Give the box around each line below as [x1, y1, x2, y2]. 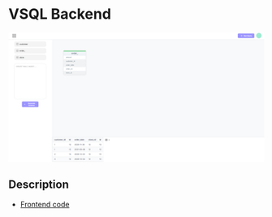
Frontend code [19, 199, 70, 209]
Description [8, 178, 69, 192]
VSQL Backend [8, 5, 112, 24]
